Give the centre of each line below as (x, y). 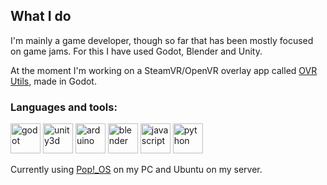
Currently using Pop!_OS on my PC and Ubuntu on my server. (136, 170)
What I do (41, 16)
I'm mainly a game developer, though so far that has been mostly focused (162, 40)
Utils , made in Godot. (53, 81)
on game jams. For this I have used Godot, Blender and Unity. (136, 51)
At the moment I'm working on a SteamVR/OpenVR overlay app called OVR (164, 70)
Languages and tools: (64, 107)
